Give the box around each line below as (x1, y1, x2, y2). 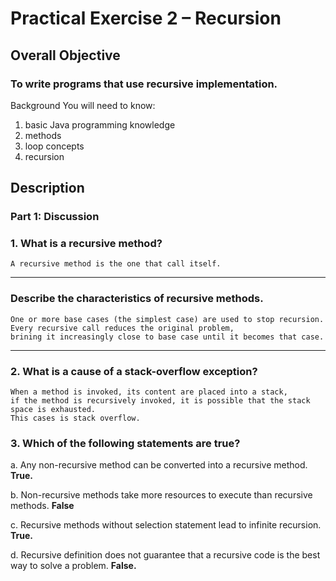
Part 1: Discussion (10, 210, 100, 224)
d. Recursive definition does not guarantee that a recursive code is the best (10, 549, 321, 561)
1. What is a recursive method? (10, 237, 163, 251)
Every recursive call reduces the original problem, (10, 323, 235, 333)
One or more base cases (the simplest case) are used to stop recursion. (10, 314, 325, 324)
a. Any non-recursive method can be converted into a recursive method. (10, 459, 308, 471)
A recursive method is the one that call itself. (10, 259, 222, 269)
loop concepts (24, 140, 85, 152)
